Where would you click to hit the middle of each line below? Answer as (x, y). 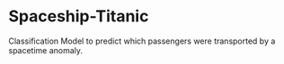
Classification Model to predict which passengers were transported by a (142, 41)
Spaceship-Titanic (79, 16)
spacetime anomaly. (45, 50)
